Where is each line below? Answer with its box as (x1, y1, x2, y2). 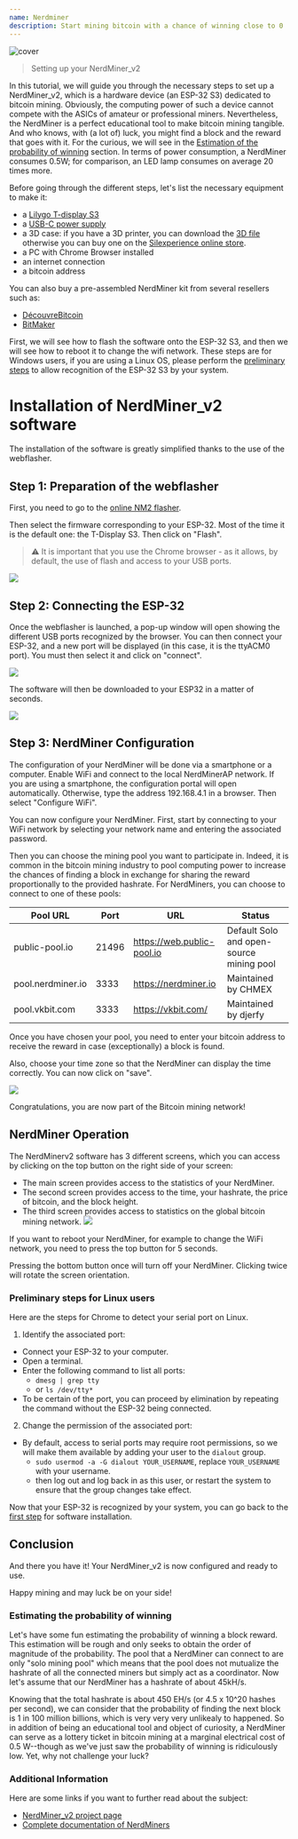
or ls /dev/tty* (35, 1383, 94, 1395)
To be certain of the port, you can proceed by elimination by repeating (21, 1393, 279, 1404)
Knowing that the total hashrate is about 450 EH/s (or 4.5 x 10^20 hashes (9, 1694, 277, 1705)
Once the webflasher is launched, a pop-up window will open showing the (9, 622, 281, 633)
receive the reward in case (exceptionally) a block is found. (9, 1040, 225, 1051)
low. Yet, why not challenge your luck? (9, 1751, 149, 1762)
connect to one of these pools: (9, 888, 122, 898)
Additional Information (9, 1773, 109, 1786)
